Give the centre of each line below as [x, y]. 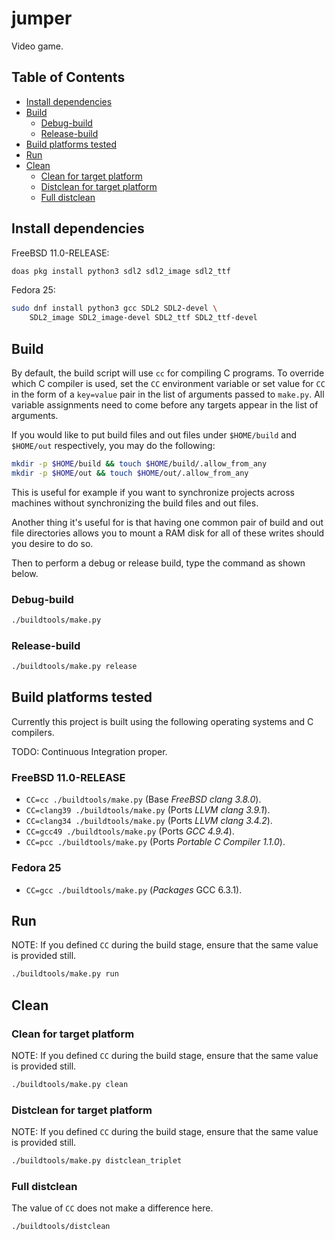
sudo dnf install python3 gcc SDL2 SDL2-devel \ [114, 308]
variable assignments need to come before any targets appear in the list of [165, 405]
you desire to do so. [52, 543]
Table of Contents [68, 77]
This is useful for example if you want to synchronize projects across [153, 492]
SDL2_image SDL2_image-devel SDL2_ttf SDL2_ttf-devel [143, 318]
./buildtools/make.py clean [70, 1084]
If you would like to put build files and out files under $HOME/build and [154, 435]
